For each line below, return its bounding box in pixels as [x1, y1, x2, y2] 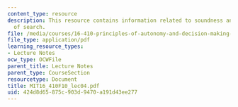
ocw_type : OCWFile [7, 56, 62, 63]
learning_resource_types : [7, 43, 84, 50]
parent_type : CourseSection [7, 69, 91, 76]
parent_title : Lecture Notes [7, 63, 93, 70]
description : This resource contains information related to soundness [7, 17, 223, 24]
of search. [13, 23, 46, 30]
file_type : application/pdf [7, 37, 91, 44]
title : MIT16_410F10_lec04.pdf [7, 82, 100, 89]
